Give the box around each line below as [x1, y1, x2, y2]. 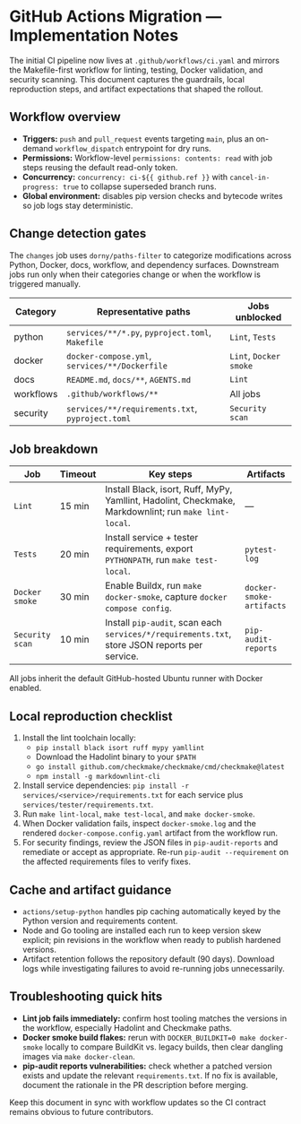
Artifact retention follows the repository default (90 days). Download [21, 954, 275, 964]
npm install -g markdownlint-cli [35, 773, 161, 782]
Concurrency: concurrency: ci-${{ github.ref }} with [21, 171, 228, 182]
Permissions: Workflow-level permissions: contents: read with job [21, 152, 273, 163]
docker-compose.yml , [66, 350, 152, 362]
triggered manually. [9, 278, 82, 289]
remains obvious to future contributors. [9, 1106, 154, 1117]
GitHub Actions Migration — [9, 6, 222, 27]
